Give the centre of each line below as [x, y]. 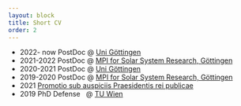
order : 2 [23, 30]
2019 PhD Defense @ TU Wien [72, 94]
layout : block [32, 15]
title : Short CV [35, 23]
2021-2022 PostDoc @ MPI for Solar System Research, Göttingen [126, 60]
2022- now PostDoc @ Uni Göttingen [80, 53]
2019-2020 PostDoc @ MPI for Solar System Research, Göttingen [126, 77]
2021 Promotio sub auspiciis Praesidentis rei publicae [106, 86]
